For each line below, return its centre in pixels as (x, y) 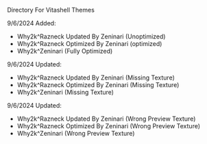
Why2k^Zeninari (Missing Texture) (65, 92)
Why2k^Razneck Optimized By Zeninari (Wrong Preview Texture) (109, 126)
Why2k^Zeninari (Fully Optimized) (65, 51)
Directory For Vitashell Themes (51, 10)
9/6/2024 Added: (32, 23)
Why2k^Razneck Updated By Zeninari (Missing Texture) (96, 77)
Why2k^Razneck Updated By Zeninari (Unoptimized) (91, 36)
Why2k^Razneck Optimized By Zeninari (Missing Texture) (98, 85)
